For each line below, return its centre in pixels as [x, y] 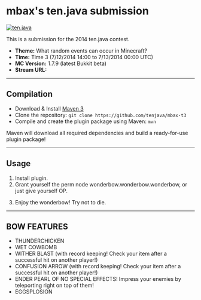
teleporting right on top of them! [54, 286]
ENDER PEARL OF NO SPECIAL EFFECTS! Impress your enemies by [98, 279]
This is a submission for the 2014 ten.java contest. [68, 39]
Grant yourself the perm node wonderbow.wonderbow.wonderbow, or [101, 184]
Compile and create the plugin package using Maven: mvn [86, 121]
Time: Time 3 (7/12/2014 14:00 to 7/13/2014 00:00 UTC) [84, 57]
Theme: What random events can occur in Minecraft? [81, 50]
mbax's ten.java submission [78, 11]
